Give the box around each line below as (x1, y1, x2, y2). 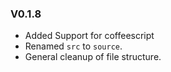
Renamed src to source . (24, 40, 123, 52)
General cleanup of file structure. (24, 51, 162, 63)
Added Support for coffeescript (24, 30, 155, 42)
